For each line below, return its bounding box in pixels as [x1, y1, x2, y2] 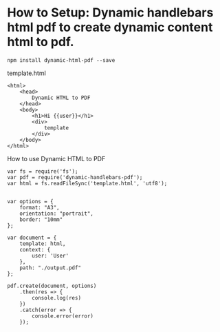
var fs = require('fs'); [7, 167, 78, 175]
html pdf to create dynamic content [7, 19, 213, 35]
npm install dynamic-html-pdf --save [7, 56, 115, 63]
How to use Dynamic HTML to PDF [7, 154, 106, 163]
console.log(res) [32, 294, 81, 301]
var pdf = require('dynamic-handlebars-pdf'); [7, 174, 143, 180]
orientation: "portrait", [19, 210, 94, 217]
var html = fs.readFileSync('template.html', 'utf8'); [7, 180, 168, 187]
